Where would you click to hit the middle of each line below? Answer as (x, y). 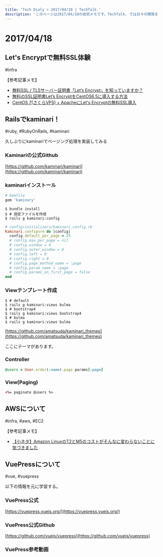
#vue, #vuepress (22, 476)
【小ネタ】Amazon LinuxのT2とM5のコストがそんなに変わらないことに (83, 441)
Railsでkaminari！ (32, 119)
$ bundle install (23, 209)
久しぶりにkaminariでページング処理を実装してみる (56, 141)
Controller (17, 359)
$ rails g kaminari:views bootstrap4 (43, 313)
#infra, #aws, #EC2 (24, 421)
